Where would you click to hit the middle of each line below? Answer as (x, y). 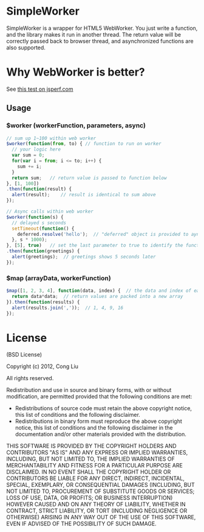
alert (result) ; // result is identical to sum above (84, 195)
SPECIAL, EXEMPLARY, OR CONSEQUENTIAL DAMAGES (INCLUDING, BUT (101, 485)
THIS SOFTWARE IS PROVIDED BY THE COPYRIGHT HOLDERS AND (92, 446)
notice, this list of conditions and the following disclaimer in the (94, 428)
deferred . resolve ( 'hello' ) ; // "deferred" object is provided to (103, 234)
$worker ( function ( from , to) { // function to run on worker (84, 144)
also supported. (26, 48)
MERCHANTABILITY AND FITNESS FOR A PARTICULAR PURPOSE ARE (95, 466)
